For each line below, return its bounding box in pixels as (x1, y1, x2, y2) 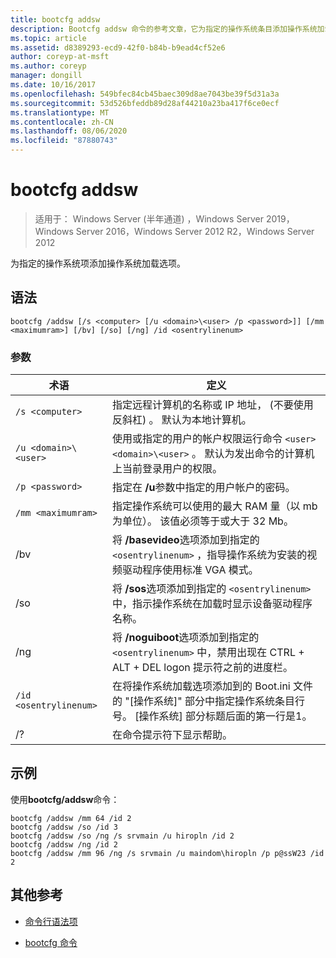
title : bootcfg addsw (10, 14, 101, 25)
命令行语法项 (24, 915, 78, 927)
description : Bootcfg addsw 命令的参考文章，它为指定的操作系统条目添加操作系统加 (10, 24, 325, 34)
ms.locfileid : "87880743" (10, 136, 118, 146)
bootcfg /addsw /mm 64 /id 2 (10, 813, 132, 823)
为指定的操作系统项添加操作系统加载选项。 (10, 257, 186, 269)
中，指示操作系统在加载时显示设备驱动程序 (112, 597, 313, 611)
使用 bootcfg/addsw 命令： (10, 793, 120, 805)
